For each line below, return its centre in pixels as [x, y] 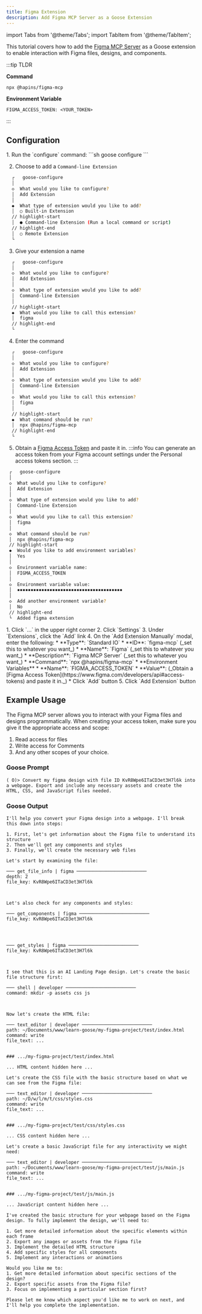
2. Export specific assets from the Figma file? [68, 1284]
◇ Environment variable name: [48, 567]
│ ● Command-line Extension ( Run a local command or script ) [91, 223]
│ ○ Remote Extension [40, 233]
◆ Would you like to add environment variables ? [72, 551]
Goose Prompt [28, 767]
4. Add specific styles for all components [62, 1252]
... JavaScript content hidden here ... [58, 1205]
